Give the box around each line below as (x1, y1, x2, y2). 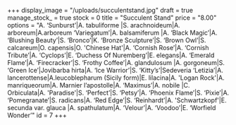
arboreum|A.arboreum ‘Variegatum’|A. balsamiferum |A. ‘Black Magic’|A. (7, 28, 218, 37)
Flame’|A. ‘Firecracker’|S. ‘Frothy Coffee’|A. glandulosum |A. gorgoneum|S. (7, 59, 225, 66)
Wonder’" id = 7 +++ (7, 111, 67, 119)
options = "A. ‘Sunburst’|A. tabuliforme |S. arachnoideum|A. (7, 21, 181, 29)
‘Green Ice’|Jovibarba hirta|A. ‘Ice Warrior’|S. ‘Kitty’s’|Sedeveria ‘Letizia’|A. (7, 66, 223, 74)
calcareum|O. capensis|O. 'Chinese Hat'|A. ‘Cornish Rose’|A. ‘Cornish (7, 44, 209, 52)
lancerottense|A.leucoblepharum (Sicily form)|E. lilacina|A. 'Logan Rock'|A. (7, 73, 225, 82)
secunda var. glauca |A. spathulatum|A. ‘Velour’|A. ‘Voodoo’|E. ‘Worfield (7, 104, 216, 112)
